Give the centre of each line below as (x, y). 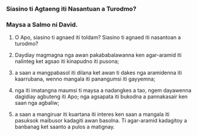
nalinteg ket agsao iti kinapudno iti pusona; (67, 61)
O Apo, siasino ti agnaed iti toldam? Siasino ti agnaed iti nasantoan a (98, 38)
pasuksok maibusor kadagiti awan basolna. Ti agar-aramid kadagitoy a (101, 121)
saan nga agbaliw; (37, 103)
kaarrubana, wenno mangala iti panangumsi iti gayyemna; (85, 79)
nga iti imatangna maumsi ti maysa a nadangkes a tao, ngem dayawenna (103, 91)
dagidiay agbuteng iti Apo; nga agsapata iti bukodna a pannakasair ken (101, 97)
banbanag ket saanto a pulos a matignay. (65, 127)
